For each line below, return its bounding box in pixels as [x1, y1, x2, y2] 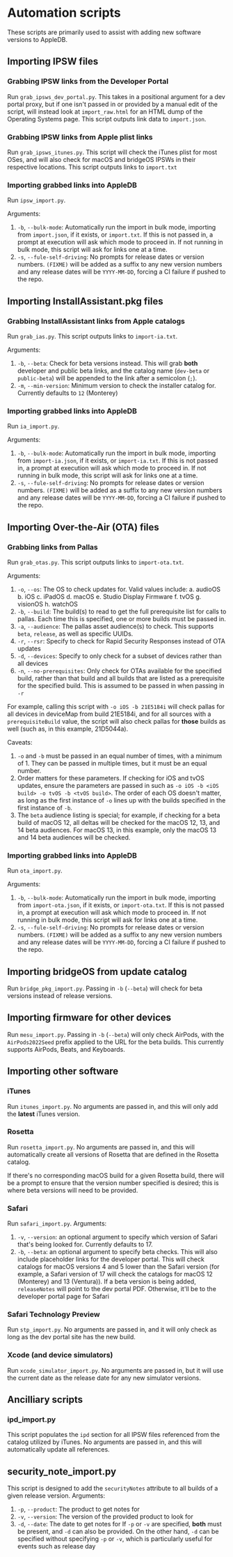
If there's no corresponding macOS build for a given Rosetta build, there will [7, 1171, 225, 1179]
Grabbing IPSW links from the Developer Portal [7, 77, 169, 87]
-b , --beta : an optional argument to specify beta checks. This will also [17, 1248, 218, 1256]
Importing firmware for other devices [7, 1012, 172, 1024]
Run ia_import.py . [7, 422, 60, 431]
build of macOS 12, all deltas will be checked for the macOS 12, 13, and [17, 818, 220, 826]
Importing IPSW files [7, 56, 99, 68]
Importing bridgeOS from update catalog [7, 965, 188, 978]
